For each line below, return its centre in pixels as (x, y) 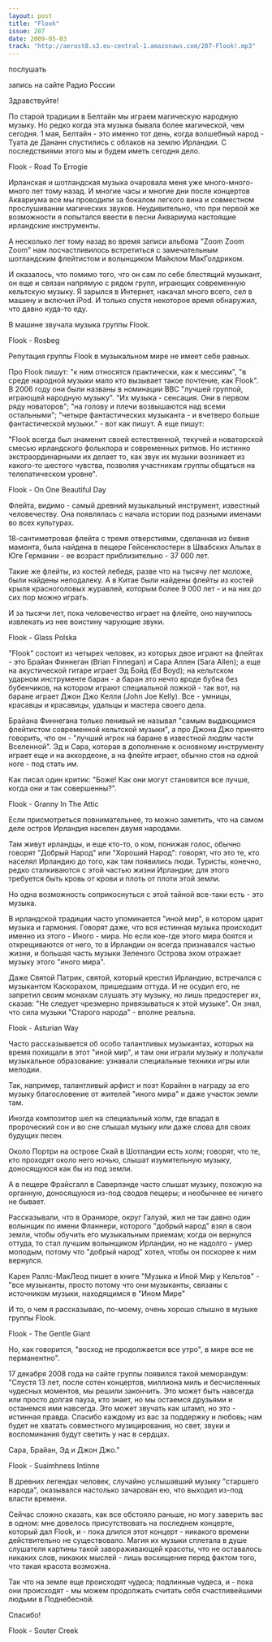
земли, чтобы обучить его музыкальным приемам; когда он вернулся (130, 1235)
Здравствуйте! (34, 101)
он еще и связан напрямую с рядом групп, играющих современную (127, 283)
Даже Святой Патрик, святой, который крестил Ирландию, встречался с (135, 978)
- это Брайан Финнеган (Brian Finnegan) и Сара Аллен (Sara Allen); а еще (135, 662)
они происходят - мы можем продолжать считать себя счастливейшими (135, 1591)
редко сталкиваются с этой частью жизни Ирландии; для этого (119, 870)
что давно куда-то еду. (48, 309)
